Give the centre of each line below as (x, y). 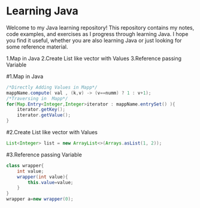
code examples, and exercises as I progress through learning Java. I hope (97, 34)
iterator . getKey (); (41, 110)
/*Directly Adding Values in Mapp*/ (52, 87)
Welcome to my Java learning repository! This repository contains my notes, (100, 28)
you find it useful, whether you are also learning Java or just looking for (94, 40)
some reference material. (37, 47)
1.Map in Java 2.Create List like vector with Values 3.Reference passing (94, 58)
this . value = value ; (51, 182)
